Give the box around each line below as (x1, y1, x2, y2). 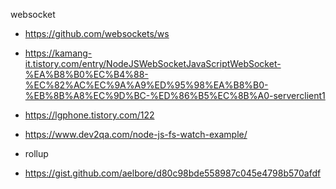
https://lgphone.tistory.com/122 (24, 109, 155, 121)
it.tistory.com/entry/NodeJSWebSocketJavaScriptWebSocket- (24, 58, 282, 69)
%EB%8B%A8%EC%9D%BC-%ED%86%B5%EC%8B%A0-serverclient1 (24, 90, 326, 101)
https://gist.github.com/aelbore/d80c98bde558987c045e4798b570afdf (24, 167, 322, 179)
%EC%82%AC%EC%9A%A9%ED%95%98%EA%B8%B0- (24, 79, 269, 91)
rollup (24, 148, 49, 159)
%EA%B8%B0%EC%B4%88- (24, 69, 149, 80)
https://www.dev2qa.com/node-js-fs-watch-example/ (24, 129, 248, 140)
